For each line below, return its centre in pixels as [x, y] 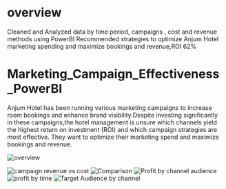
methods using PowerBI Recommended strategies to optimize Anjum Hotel [113, 38]
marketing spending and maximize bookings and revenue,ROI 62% [102, 46]
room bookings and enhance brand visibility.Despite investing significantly [113, 115]
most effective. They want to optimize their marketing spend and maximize [113, 137]
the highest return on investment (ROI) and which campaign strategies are [112, 129]
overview [34, 13]
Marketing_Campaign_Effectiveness [113, 74]
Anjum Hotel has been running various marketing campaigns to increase [110, 107]
